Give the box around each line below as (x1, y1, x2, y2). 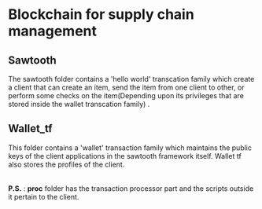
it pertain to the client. (8, 192, 79, 202)
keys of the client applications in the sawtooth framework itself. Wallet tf (8, 151, 242, 160)
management (8, 22, 97, 40)
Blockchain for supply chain (8, 5, 194, 24)
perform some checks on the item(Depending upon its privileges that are (8, 91, 244, 100)
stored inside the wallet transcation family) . (8, 100, 150, 108)
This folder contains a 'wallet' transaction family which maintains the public (8, 143, 253, 152)
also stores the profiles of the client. (8, 159, 125, 169)
